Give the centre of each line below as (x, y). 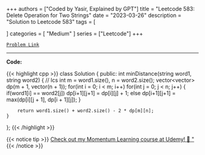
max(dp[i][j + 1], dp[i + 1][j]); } (44, 99)
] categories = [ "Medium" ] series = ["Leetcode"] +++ (75, 34)
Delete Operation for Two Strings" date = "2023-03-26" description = (94, 15)
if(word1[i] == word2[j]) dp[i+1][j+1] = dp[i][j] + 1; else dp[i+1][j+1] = (91, 93)
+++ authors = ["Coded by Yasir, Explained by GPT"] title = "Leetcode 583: (101, 9)
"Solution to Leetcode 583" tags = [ (51, 22)
